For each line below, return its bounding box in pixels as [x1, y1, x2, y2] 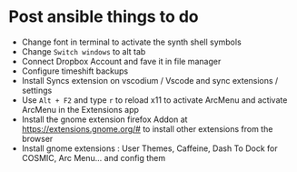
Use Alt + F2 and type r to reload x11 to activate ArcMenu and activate [21, 94, 288, 106]
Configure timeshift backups [21, 66, 129, 76]
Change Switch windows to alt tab [21, 46, 146, 56]
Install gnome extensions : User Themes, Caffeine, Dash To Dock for [21, 143, 278, 154]
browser [21, 133, 54, 144]
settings [21, 85, 53, 96]
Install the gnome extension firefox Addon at [21, 114, 188, 125]
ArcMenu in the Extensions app [21, 104, 140, 115]
